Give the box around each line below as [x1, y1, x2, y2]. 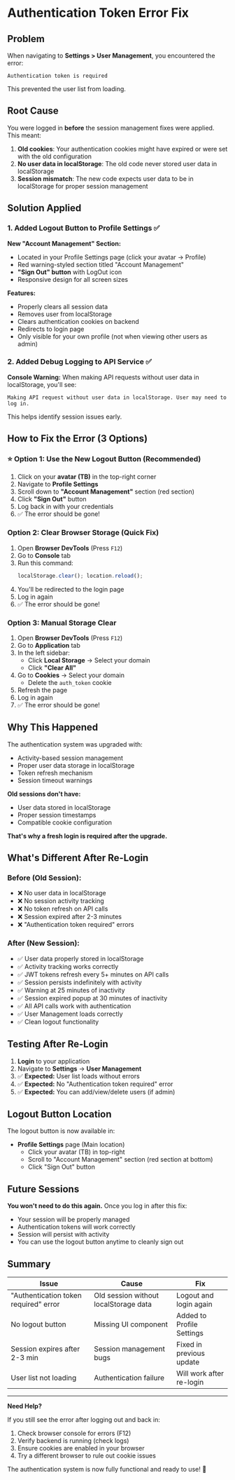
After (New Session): [7, 938, 80, 948]
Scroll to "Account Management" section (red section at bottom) [27, 1155, 213, 1164]
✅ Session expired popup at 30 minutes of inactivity [17, 993, 168, 1002]
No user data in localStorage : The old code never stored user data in [17, 159, 218, 168]
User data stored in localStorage [17, 803, 111, 811]
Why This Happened [7, 721, 99, 733]
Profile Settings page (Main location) [17, 1141, 125, 1149]
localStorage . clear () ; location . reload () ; [17, 572, 143, 579]
